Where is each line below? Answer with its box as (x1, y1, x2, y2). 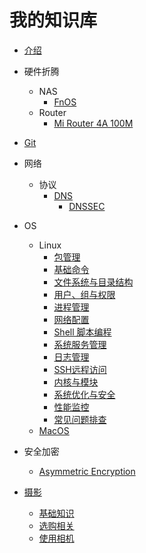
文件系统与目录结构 (53, 276, 134, 288)
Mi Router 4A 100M (53, 117, 134, 129)
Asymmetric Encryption (38, 465, 136, 477)
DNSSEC (68, 200, 106, 212)
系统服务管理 (53, 338, 107, 350)
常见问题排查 (53, 413, 107, 425)
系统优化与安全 (53, 388, 116, 400)
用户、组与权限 (53, 288, 116, 300)
